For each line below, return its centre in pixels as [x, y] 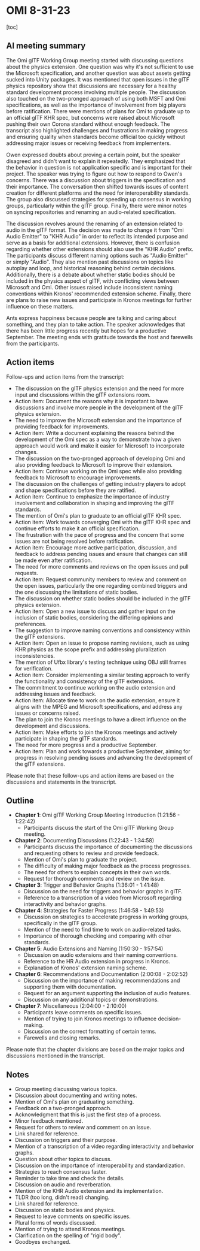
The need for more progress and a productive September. [86, 745]
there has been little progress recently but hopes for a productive [87, 331]
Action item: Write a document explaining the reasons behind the [95, 433]
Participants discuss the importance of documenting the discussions [108, 847]
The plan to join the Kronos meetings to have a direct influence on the [101, 719]
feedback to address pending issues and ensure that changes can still [101, 554]
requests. [27, 573]
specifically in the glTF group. [60, 923]
